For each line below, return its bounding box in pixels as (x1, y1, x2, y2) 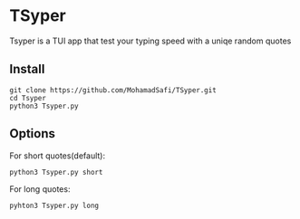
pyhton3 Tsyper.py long (9, 201, 100, 210)
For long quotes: (9, 183, 71, 195)
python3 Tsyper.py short (9, 167, 103, 176)
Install (9, 62, 45, 77)
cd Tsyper (9, 93, 47, 102)
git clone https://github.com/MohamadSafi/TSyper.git (9, 85, 218, 95)
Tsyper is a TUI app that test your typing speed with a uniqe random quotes (9, 35, 292, 46)
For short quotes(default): (9, 150, 106, 161)
